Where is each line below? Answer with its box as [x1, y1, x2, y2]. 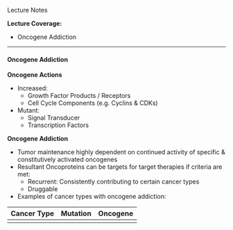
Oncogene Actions [7, 71, 62, 79]
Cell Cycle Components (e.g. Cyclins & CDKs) [27, 99, 158, 107]
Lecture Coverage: [7, 19, 62, 27]
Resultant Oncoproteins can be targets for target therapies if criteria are [17, 163, 223, 171]
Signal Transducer [27, 114, 80, 122]
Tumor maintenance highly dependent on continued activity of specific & [17, 148, 225, 156]
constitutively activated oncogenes [17, 156, 118, 164]
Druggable [27, 185, 58, 193]
